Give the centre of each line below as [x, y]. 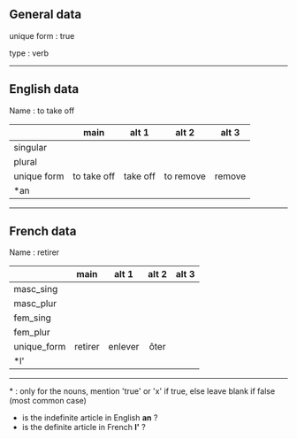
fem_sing [32, 318]
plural [26, 161]
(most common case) [48, 401]
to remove [185, 176]
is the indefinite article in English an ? [90, 418]
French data [43, 231]
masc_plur [35, 304]
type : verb [29, 53]
